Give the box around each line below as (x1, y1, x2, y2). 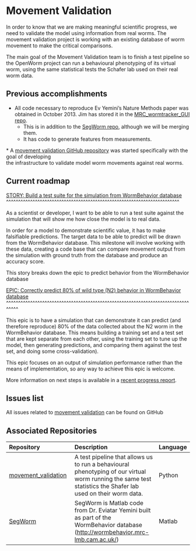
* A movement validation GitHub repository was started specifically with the (6, 147, 188, 154)
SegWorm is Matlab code (74, 499, 144, 507)
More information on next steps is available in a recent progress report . (6, 376, 177, 383)
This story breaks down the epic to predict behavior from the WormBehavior (6, 269, 190, 276)
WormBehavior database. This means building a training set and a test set (6, 329, 184, 336)
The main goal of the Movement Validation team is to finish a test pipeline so (6, 53, 190, 60)
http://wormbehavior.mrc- (76, 528, 149, 536)
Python (158, 472, 178, 480)
